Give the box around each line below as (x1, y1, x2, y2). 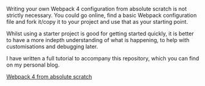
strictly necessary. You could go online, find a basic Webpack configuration (6, 12, 197, 19)
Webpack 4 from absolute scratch (6, 73, 92, 80)
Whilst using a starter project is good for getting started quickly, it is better (6, 30, 194, 37)
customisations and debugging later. (6, 43, 99, 50)
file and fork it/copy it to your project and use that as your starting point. (6, 18, 188, 25)
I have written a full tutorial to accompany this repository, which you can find (6, 55, 199, 62)
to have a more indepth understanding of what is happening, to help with (6, 37, 190, 43)
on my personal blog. (6, 61, 60, 68)
